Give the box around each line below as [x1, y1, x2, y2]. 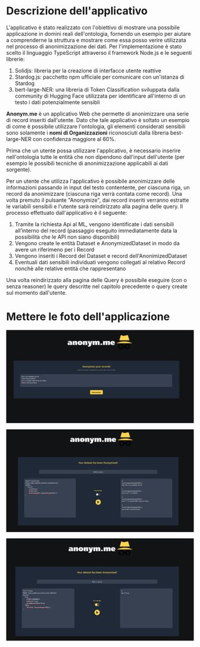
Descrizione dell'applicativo [6, 4, 148, 18]
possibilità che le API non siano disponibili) [14, 233, 120, 240]
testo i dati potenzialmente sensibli [14, 98, 100, 105]
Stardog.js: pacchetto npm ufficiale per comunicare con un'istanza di [14, 73, 185, 80]
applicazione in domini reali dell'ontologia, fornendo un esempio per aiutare [6, 30, 192, 37]
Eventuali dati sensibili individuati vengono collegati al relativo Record [14, 258, 186, 265]
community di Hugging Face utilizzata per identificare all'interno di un [14, 92, 186, 99]
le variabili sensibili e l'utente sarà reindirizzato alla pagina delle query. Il [6, 202, 183, 210]
